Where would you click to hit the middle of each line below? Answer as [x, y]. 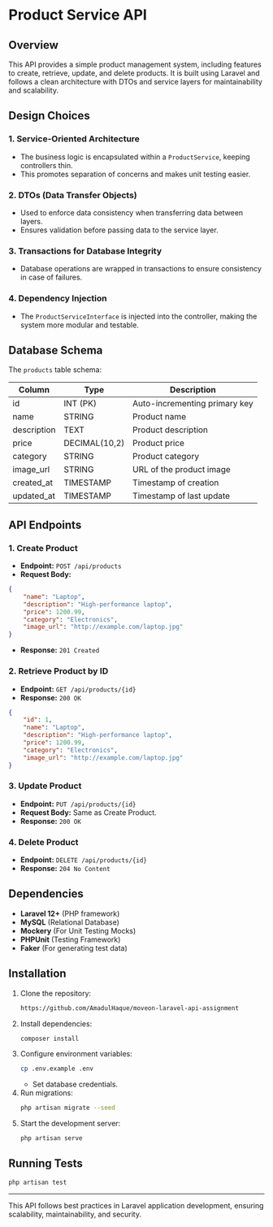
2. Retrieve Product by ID [58, 671]
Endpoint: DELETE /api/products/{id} [84, 860]
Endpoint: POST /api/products [71, 566]
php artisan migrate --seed [67, 1108]
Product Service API [78, 15]
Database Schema [56, 350]
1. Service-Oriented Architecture [74, 139]
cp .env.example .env [56, 1069]
